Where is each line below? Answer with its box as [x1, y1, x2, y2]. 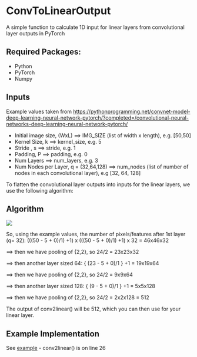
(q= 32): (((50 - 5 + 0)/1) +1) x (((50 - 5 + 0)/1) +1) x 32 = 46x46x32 [6, 237, 169, 244]
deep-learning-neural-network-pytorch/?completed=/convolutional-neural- [6, 114, 189, 121]
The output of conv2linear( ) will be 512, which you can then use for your [6, 305, 181, 313]
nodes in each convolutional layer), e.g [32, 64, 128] [14, 169, 141, 176]
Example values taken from [6, 108, 72, 115]
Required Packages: [6, 47, 81, 57]
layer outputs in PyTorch [6, 29, 65, 37]
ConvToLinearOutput [6, 4, 111, 18]
